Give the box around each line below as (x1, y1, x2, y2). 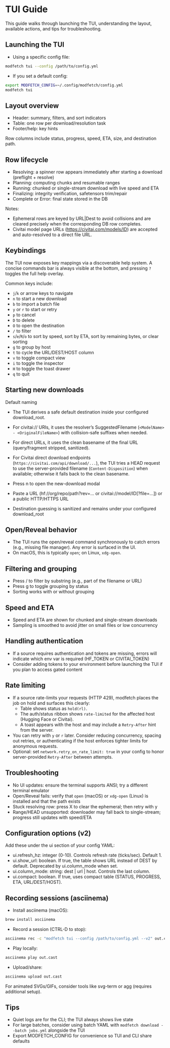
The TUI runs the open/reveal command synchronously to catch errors (12, 539, 160, 545)
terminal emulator (12, 787, 50, 794)
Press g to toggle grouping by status (12, 583, 89, 589)
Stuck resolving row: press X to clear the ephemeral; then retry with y (12, 803, 158, 809)
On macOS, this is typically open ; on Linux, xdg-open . (12, 550, 121, 556)
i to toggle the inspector (12, 360, 64, 366)
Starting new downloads (5, 386, 84, 394)
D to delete (12, 317, 35, 323)
